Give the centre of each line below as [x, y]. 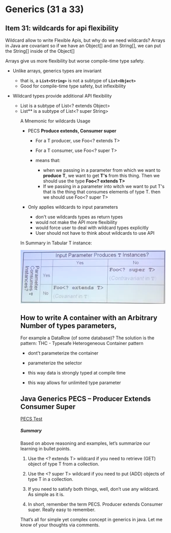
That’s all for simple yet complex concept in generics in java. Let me [91, 520]
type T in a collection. [51, 479]
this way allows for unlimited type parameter [74, 383]
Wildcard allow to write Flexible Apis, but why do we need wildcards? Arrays [85, 40]
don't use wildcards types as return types [79, 217]
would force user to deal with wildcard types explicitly [92, 228]
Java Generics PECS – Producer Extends [85, 399]
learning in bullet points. [46, 449]
